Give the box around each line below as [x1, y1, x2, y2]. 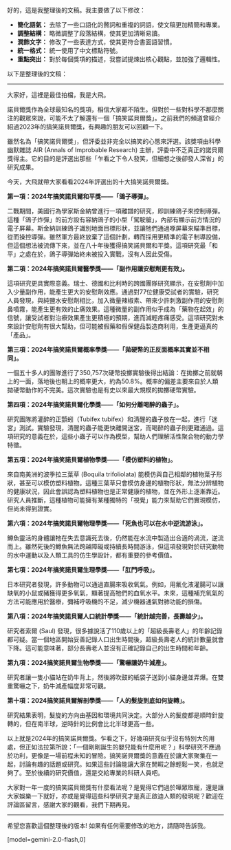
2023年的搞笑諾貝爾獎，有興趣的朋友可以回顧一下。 [19, 123, 167, 131]
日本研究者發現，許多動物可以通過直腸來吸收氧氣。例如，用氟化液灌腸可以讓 [7, 580, 224, 588]
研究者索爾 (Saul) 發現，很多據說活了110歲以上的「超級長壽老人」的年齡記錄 [7, 627, 223, 635]
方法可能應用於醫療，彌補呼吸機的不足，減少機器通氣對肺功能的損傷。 [7, 597, 206, 606]
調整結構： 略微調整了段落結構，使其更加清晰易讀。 [16, 30, 164, 37]
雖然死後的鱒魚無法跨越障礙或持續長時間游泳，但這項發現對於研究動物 [25, 542, 224, 551]
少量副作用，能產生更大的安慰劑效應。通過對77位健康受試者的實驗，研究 [12, 288, 219, 296]
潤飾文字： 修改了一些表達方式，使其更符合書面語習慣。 [16, 38, 176, 46]
